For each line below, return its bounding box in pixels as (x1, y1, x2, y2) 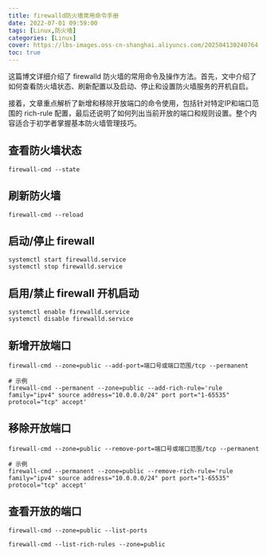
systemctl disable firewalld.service (8, 315, 134, 323)
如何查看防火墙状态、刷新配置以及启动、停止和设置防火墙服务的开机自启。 (8, 81, 253, 91)
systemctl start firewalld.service (8, 256, 127, 264)
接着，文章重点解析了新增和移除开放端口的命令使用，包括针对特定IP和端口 (8, 99, 253, 108)
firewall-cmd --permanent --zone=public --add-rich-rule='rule (8, 384, 223, 393)
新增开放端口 (8, 339, 72, 352)
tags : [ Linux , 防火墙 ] (8, 26, 77, 34)
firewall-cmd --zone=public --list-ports (8, 527, 148, 534)
